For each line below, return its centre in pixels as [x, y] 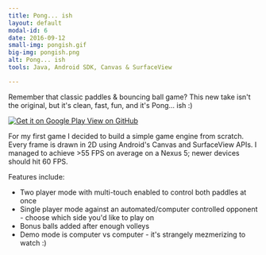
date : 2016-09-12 [37, 38]
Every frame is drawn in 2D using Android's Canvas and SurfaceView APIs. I [133, 145]
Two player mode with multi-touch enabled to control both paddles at [133, 192]
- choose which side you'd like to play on [87, 217]
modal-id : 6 [28, 30]
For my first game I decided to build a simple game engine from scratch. [126, 136]
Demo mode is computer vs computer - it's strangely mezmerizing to [133, 234]
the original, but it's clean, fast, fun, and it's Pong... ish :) [100, 105]
